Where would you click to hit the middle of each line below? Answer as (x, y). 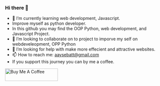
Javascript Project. (31, 34)
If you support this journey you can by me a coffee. (63, 62)
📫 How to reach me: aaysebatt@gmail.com (56, 55)
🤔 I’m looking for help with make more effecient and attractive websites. (84, 49)
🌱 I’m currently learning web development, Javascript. (66, 18)
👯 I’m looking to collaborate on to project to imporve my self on (75, 39)
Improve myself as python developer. (49, 23)
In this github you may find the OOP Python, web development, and (79, 29)
